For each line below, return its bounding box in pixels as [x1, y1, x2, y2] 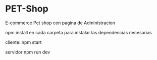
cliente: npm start [5, 39, 42, 45]
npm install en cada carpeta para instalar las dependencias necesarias [5, 29, 152, 35]
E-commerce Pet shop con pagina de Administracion [5, 20, 115, 26]
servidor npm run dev [5, 49, 50, 55]
